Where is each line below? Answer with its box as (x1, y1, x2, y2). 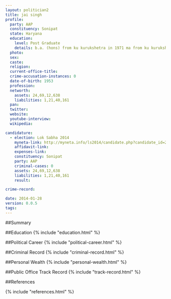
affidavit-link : (14, 145, 49, 150)
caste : (10, 60, 24, 65)
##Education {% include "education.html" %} (5, 229, 100, 235)
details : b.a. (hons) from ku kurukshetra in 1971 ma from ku (14, 45, 149, 50)
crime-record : (5, 187, 36, 192)
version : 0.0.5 (5, 201, 38, 206)
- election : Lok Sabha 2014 (10, 135, 70, 140)
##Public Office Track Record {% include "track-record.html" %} (5, 268, 141, 275)
